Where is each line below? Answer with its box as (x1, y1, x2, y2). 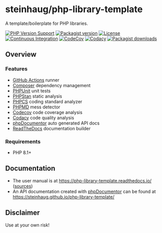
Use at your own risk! (5, 222, 50, 228)
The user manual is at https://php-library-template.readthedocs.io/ (12, 177, 152, 183)
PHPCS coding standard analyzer (12, 98, 83, 104)
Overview (5, 50, 37, 59)
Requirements (5, 138, 41, 145)
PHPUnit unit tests (12, 88, 51, 94)
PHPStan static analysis (12, 93, 62, 99)
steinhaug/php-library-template (5, 4, 143, 15)
